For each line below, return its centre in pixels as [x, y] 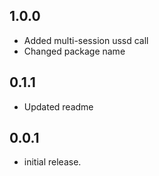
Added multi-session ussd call [86, 40]
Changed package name [74, 51]
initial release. [52, 162]
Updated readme [58, 106]
